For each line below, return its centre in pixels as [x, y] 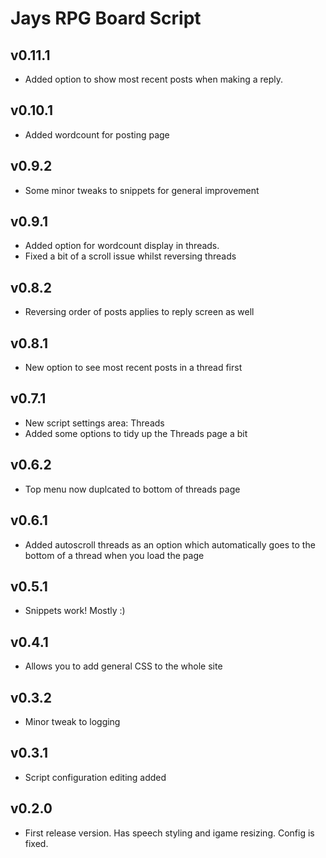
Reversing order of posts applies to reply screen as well [139, 312]
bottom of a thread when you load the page [114, 555]
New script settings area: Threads [94, 423]
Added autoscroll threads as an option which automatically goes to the [170, 544]
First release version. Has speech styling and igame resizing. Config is [169, 833]
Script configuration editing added [95, 777]
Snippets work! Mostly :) [75, 611]
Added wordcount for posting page [97, 134]
